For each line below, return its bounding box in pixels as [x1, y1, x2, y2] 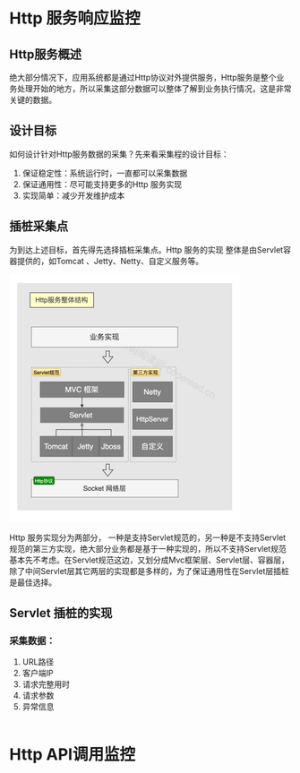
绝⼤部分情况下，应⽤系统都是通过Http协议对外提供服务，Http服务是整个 [9, 73, 277, 82]
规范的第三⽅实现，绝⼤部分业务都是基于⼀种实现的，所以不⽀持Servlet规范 [9, 543, 287, 554]
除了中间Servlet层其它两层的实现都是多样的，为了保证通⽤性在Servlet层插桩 [9, 565, 289, 576]
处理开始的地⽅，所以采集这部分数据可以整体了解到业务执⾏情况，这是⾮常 [16, 83, 292, 94]
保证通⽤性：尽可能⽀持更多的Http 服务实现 [21, 178, 183, 189]
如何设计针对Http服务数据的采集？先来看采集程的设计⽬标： [9, 149, 230, 159]
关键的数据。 [9, 95, 56, 105]
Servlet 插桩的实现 [9, 606, 113, 621]
